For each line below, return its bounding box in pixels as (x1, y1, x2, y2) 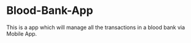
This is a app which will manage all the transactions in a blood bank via (6, 24, 185, 31)
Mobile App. (6, 30, 37, 37)
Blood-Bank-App (6, 4, 94, 18)
